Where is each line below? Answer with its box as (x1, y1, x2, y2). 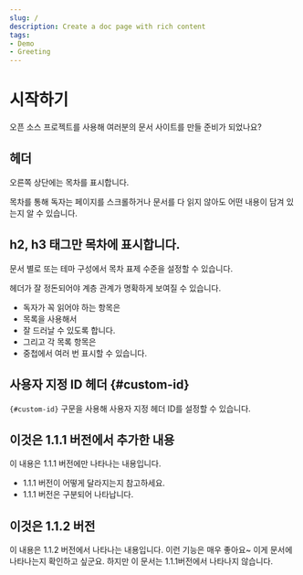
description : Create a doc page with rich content (9, 22, 206, 31)
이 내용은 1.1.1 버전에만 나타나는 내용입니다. (9, 458, 162, 469)
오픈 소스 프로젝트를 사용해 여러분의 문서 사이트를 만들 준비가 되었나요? (9, 122, 262, 133)
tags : (9, 30, 30, 39)
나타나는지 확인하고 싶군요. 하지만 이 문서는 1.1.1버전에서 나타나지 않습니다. (9, 556, 274, 567)
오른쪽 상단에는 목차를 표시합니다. (9, 176, 130, 187)
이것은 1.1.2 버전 (9, 518, 96, 534)
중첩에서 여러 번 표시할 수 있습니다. (22, 347, 148, 358)
